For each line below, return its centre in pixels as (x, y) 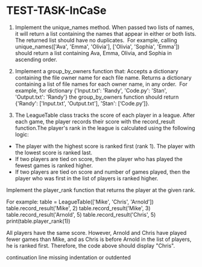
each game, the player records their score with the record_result (95, 121)
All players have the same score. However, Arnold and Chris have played (96, 232)
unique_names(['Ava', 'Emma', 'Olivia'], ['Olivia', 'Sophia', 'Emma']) (97, 47)
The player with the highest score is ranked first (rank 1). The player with (105, 146)
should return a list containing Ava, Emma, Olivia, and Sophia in (93, 53)
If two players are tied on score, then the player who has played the (99, 159)
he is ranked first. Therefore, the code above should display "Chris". (91, 245)
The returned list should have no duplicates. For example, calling (96, 40)
